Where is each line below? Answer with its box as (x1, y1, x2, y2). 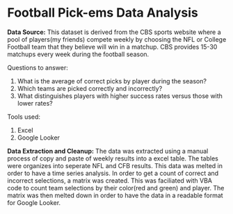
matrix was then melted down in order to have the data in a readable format (7, 191, 224, 199)
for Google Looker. (7, 198, 61, 206)
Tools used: (7, 113, 40, 121)
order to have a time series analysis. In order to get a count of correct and (7, 169, 219, 177)
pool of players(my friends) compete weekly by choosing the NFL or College (7, 35, 227, 43)
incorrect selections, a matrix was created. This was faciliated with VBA (7, 176, 213, 185)
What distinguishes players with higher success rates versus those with (17, 92, 223, 100)
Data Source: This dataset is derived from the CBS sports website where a (7, 28, 221, 36)
